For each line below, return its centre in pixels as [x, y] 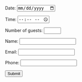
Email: [11, 52]
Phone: [12, 63]
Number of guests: [24, 30]
